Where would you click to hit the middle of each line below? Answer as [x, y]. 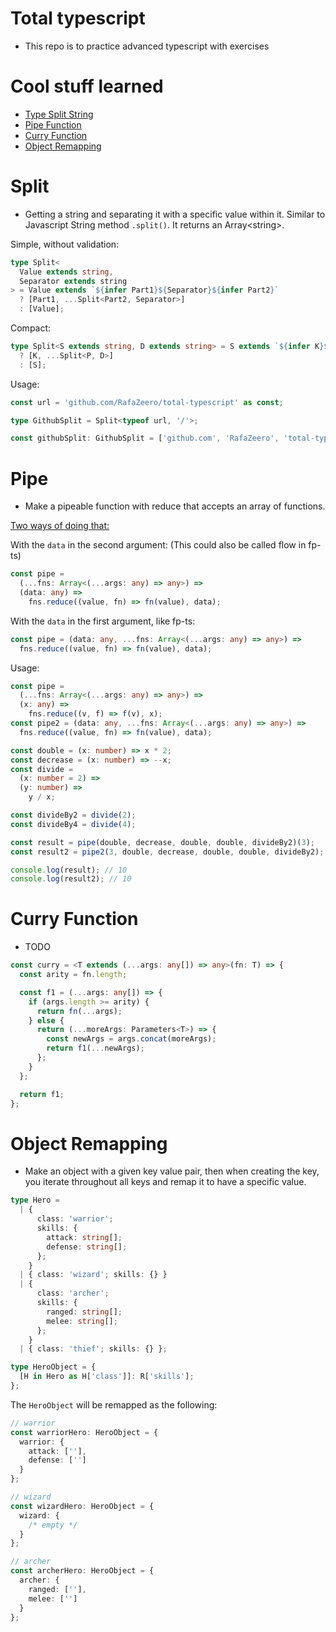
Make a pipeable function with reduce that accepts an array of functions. [175, 506]
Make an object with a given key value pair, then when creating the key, [172, 1171]
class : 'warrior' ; [75, 1219]
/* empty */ [53, 1525]
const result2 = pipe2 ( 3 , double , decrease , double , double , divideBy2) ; [167, 852]
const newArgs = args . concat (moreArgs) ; [131, 1039]
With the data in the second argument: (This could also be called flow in [158, 545]
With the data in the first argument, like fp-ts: [103, 621]
